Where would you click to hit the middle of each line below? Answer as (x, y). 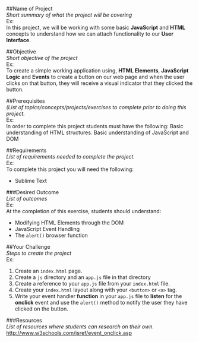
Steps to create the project (39, 253)
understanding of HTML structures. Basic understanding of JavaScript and (97, 132)
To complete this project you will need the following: (70, 169)
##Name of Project (29, 9)
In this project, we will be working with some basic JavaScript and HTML (96, 27)
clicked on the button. (41, 309)
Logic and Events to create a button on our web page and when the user (95, 77)
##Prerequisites (26, 101)
